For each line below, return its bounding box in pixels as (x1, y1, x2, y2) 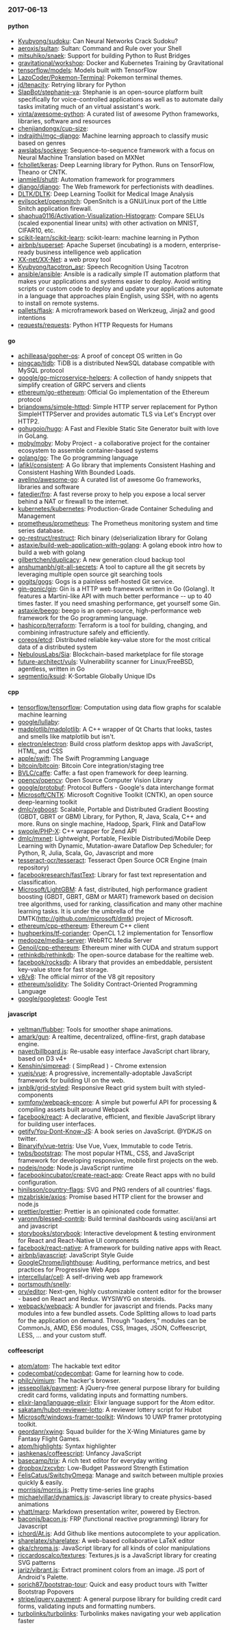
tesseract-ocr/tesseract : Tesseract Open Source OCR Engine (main (17, 856, 207, 864)
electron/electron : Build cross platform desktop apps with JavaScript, (17, 739, 214, 748)
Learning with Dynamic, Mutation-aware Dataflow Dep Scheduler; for (17, 841, 214, 850)
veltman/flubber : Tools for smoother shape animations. (17, 1025, 173, 1033)
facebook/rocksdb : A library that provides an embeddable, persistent (17, 958, 213, 966)
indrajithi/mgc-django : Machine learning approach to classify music (17, 132, 209, 140)
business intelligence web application (36, 248, 142, 256)
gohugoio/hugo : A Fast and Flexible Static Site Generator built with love (17, 425, 219, 433)
